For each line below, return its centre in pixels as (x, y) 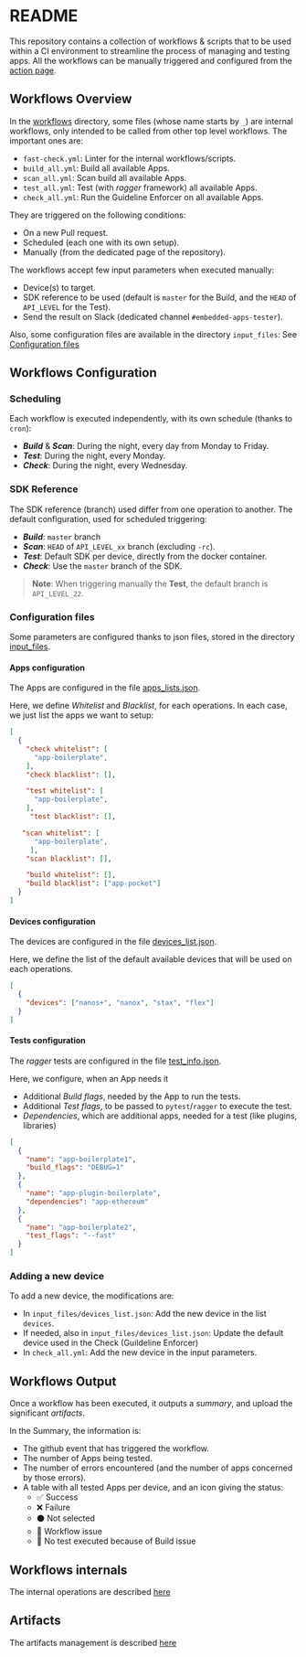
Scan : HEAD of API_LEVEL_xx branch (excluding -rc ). (119, 546)
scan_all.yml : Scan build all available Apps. (105, 177)
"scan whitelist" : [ (61, 833)
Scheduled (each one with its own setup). (101, 242)
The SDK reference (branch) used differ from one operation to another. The (151, 509)
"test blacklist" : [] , (73, 817)
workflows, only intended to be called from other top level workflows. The (148, 131)
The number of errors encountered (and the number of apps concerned (158, 1468)
